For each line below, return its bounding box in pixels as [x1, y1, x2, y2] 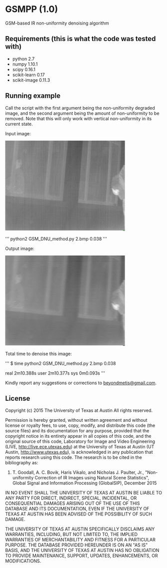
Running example [5, 92, 61, 100]
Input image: [5, 130, 31, 136]
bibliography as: [5, 460, 38, 466]
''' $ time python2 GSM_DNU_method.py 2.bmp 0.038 [5, 360, 116, 366]
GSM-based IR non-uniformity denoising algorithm [5, 20, 109, 26]
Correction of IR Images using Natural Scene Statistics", [34, 475, 150, 481]
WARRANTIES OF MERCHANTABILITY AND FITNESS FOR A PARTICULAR [5, 537, 156, 543]
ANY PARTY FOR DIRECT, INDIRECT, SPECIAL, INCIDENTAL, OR [5, 495, 137, 501]
